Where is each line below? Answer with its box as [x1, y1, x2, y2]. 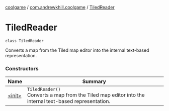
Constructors [5, 65, 39, 72]
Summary [82, 78, 107, 85]
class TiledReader [5, 38, 44, 43]
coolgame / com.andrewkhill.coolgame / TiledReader [5, 5, 115, 10]
